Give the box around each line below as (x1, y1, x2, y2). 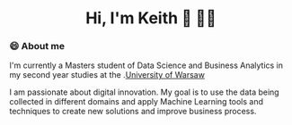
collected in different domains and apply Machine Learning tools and (9, 96, 263, 107)
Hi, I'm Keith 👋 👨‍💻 (84, 8, 217, 29)
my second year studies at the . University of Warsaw (9, 70, 205, 80)
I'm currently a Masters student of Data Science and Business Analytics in (9, 60, 284, 71)
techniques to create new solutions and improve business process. (9, 106, 257, 117)
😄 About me (9, 40, 66, 53)
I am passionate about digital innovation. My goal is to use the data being (9, 87, 280, 97)
